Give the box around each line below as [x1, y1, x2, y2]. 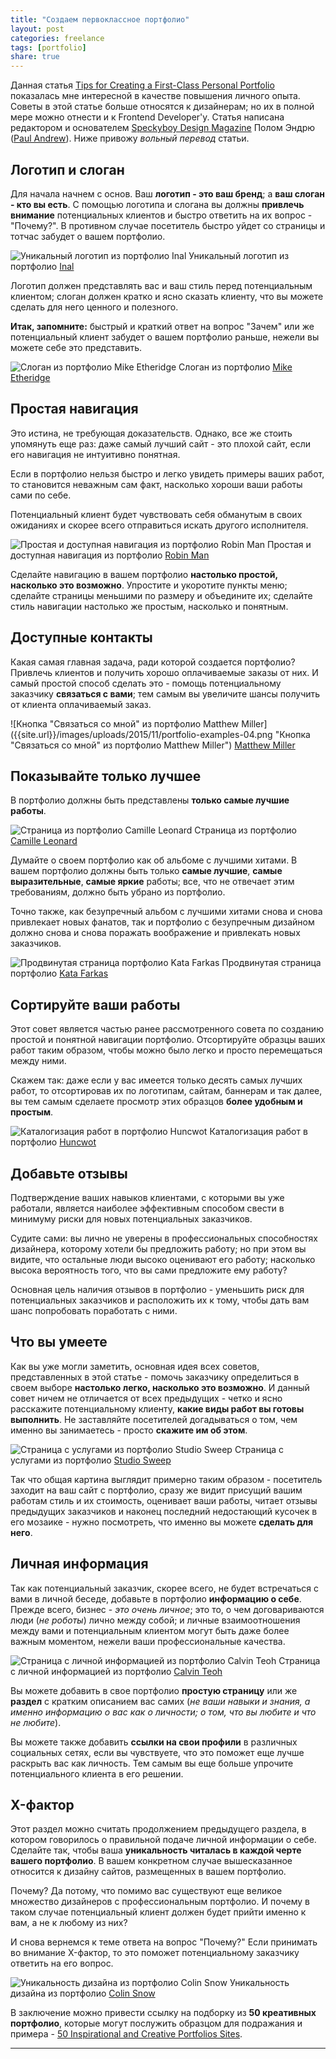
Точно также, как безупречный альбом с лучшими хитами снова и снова [10, 906, 323, 918]
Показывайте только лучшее [10, 767, 202, 785]
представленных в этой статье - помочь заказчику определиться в [10, 1371, 300, 1383]
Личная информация [10, 1556, 149, 1573]
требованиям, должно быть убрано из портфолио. [10, 886, 226, 898]
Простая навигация [10, 401, 139, 418]
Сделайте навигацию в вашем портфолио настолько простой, [10, 568, 278, 580]
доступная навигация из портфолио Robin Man [10, 549, 210, 561]
